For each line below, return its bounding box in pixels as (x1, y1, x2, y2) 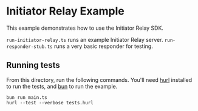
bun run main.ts (6, 94, 47, 101)
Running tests (6, 60, 61, 70)
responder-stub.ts (6, 44, 53, 50)
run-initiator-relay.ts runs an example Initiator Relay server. (6, 36, 163, 43)
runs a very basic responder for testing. (53, 42, 153, 50)
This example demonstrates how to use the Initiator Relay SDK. (6, 24, 164, 32)
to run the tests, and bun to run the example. (6, 82, 118, 90)
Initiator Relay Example (6, 4, 125, 18)
